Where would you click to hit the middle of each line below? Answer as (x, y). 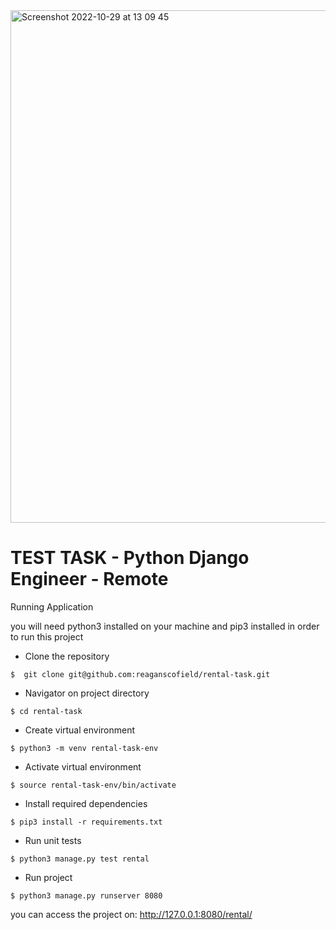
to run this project (47, 636)
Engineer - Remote (89, 579)
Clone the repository (67, 656)
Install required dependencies (86, 803)
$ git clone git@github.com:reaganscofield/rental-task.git (140, 674)
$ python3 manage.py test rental (80, 859)
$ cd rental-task (46, 711)
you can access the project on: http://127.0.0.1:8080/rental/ (131, 914)
